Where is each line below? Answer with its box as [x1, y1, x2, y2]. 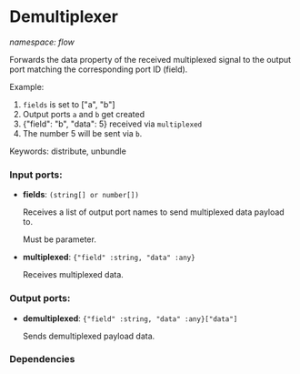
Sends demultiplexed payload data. [22, 330, 155, 341]
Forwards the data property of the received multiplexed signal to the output [9, 54, 292, 65]
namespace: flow [9, 36, 75, 47]
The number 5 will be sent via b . [22, 127, 143, 138]
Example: [9, 81, 45, 92]
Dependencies [9, 353, 75, 366]
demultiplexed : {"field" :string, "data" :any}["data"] [22, 312, 238, 324]
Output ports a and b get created [22, 108, 145, 119]
